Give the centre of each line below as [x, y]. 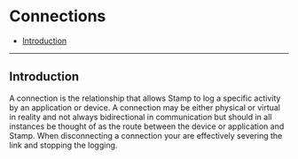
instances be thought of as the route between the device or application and [147, 126]
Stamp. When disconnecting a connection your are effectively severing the [146, 135]
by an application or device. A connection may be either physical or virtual [145, 107]
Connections [58, 16]
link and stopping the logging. [63, 145]
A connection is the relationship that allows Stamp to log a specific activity [145, 98]
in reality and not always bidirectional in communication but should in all [141, 117]
